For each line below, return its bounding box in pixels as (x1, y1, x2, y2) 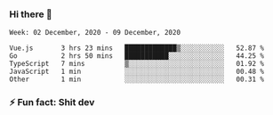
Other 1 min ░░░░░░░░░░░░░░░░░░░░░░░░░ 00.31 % (9, 75, 265, 84)
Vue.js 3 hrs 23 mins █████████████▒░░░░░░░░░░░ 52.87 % (9, 44, 265, 53)
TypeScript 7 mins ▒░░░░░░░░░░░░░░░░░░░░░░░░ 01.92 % (9, 60, 265, 69)
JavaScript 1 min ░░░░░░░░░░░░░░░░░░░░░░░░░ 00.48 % (9, 67, 265, 77)
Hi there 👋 (9, 8, 53, 21)
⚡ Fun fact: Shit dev (9, 96, 95, 109)
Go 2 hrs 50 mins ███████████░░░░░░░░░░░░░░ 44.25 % (9, 52, 265, 61)
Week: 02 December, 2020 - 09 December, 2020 (9, 29, 181, 37)
